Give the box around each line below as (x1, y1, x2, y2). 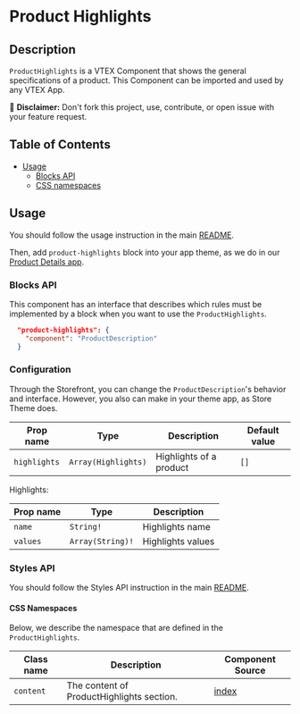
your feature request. (9, 112, 87, 122)
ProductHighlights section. (66, 691, 179, 703)
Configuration (9, 364, 71, 376)
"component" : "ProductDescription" (25, 333, 158, 343)
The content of (66, 679, 129, 692)
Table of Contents (9, 137, 112, 153)
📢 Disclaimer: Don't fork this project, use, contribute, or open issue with (9, 102, 275, 113)
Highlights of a (155, 449, 217, 462)
